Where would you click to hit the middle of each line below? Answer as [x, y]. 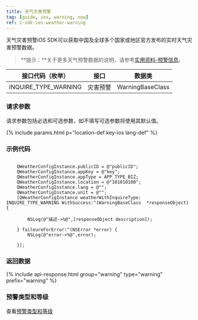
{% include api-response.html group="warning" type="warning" [85, 275]
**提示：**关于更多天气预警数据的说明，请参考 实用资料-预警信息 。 [102, 60]
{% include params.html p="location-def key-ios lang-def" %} [82, 132]
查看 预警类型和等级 [30, 311]
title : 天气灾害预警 [29, 12]
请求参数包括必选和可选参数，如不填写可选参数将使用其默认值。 [84, 120]
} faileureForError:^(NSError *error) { [67, 230]
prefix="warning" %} [32, 280]
